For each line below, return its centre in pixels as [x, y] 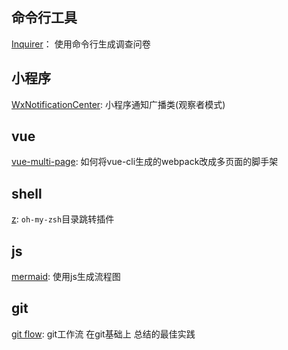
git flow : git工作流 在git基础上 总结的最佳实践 [103, 334]
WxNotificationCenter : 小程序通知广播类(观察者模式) [118, 104]
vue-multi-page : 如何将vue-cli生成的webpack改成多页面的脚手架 [145, 162]
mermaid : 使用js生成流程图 [66, 277]
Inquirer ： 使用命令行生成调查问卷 [81, 44]
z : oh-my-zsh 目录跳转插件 [63, 219]
